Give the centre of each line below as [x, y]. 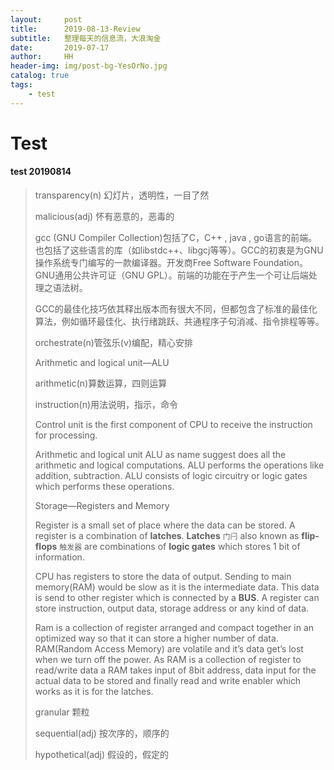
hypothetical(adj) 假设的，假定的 [102, 755]
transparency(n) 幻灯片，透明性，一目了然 [122, 195]
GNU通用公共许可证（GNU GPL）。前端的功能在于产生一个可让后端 [171, 275]
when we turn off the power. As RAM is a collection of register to [168, 660]
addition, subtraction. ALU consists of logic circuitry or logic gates [171, 476]
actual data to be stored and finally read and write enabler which [168, 681]
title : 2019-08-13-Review [75, 29]
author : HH [42, 57]
